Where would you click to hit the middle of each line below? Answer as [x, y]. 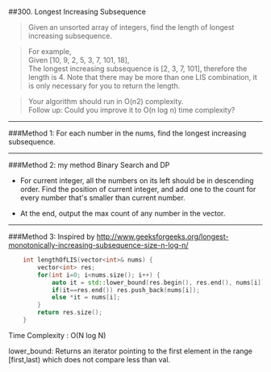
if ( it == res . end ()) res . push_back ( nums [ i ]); [125, 290]
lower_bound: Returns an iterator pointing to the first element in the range [130, 351]
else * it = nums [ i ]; [86, 298]
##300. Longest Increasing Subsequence [77, 12]
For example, [50, 51]
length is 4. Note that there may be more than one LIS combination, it [142, 77]
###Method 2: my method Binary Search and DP [89, 165]
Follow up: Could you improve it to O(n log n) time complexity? [131, 110]
